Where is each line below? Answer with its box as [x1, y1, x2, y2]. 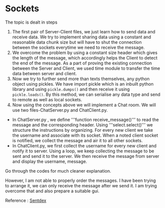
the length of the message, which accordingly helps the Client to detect [12, 55, 158, 60]
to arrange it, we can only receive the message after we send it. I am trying [5, 182, 157, 188]
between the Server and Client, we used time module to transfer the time [12, 65, 160, 71]
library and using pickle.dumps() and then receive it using [12, 86, 130, 92]
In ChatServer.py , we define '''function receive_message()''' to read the [12, 117, 159, 122]
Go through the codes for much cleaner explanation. [5, 168, 111, 174]
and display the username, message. [12, 158, 87, 164]
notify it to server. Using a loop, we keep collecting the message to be [12, 148, 154, 154]
